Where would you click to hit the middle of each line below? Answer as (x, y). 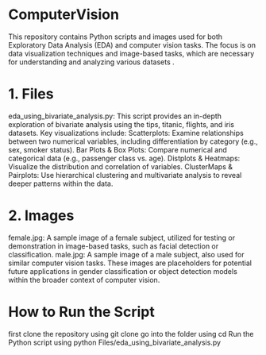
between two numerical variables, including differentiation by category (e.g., (133, 141)
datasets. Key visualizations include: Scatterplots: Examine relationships (126, 133)
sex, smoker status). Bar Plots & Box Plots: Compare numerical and (118, 149)
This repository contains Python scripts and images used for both (116, 37)
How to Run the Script (81, 312)
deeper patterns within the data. (61, 183)
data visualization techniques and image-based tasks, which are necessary (131, 53)
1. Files (31, 94)
